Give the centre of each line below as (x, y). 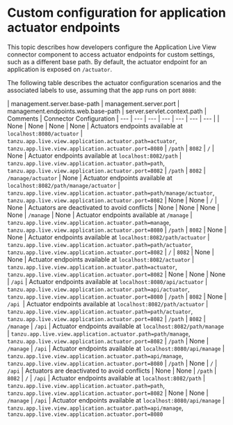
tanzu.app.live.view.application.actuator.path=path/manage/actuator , (111, 193)
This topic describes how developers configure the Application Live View (112, 47)
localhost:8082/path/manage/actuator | (64, 185)
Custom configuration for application (116, 13)
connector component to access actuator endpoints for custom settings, (111, 54)
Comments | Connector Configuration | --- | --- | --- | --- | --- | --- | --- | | (113, 118)
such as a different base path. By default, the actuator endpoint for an (107, 61)
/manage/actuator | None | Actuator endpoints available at (90, 178)
